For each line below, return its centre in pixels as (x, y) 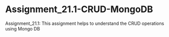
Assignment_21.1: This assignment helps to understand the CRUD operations (85, 23)
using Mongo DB (23, 28)
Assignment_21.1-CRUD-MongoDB (79, 9)
